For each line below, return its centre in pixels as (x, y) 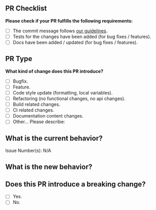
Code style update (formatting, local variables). (63, 92)
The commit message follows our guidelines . (60, 31)
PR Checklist (26, 8)
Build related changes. (36, 104)
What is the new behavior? (49, 167)
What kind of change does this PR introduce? (54, 71)
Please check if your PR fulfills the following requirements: (69, 21)
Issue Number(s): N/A (28, 150)
